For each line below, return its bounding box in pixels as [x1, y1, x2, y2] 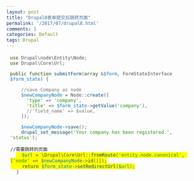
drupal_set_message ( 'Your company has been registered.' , [21, 129, 173, 135]
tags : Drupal [6, 37, 40, 43]
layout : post [6, 9, 40, 15]
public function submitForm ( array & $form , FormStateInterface [10, 71, 173, 77]
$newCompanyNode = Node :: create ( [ [21, 92, 109, 98]
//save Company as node [21, 87, 82, 93]
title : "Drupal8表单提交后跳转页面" [6, 15, 91, 21]
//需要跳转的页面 [10, 146, 48, 152]
